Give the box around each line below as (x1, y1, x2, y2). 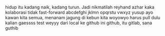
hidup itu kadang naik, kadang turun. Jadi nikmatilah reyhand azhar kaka (5, 4, 155, 10)
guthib (5, 25, 18, 31)
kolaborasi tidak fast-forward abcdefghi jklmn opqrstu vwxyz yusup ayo (5, 9, 153, 15)
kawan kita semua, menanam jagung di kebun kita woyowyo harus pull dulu (5, 15, 160, 20)
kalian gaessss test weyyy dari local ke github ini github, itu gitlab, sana (5, 20, 152, 26)
